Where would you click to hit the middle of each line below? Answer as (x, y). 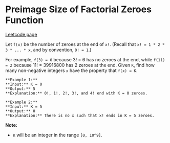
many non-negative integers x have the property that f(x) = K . (71, 70)
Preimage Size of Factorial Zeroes (79, 9)
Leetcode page (21, 34)
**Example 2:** (22, 102)
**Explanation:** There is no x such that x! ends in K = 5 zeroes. (80, 115)
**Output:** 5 (20, 89)
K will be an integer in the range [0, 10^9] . (57, 135)
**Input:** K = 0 (24, 84)
